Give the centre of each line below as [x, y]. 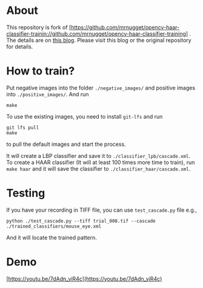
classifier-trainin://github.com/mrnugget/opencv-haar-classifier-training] [97, 33]
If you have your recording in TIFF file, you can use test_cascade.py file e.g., [101, 210]
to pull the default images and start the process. [66, 144]
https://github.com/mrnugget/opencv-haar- [125, 27]
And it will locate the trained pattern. [52, 237]
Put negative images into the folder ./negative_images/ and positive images [101, 88]
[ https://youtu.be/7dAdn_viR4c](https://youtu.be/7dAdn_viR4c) [84, 278]
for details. [20, 47]
